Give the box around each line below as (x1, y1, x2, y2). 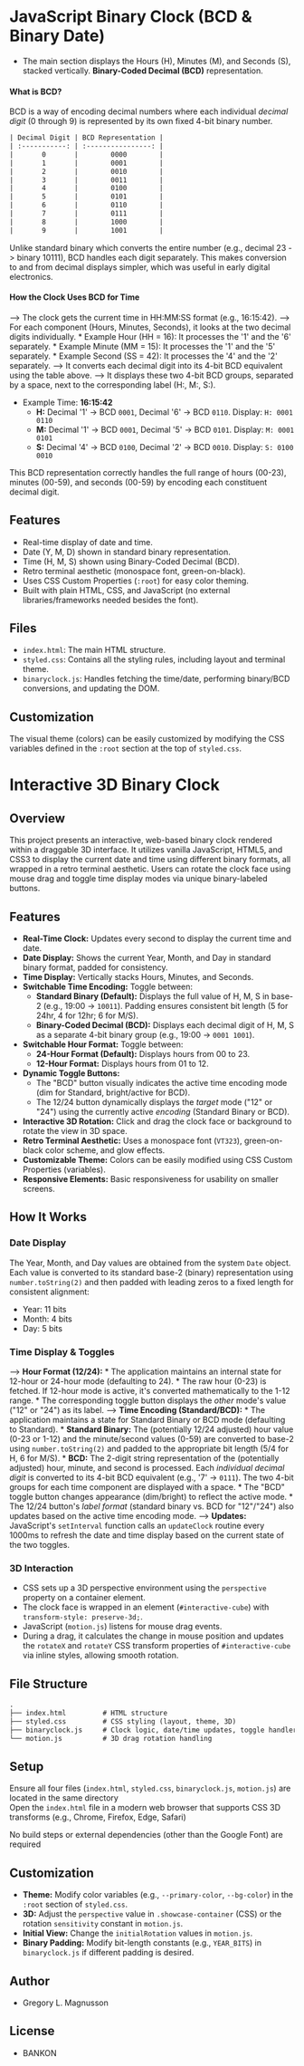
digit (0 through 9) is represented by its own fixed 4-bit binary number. (9, 116, 273, 127)
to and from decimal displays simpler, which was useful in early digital (9, 261, 271, 273)
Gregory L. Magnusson (22, 1997, 109, 2008)
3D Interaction (9, 1562, 74, 1574)
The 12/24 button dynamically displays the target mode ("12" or (35, 1097, 273, 1108)
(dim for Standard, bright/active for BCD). (35, 1087, 191, 1098)
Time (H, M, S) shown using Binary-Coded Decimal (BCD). (22, 555, 240, 567)
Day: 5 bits (22, 1322, 63, 1333)
